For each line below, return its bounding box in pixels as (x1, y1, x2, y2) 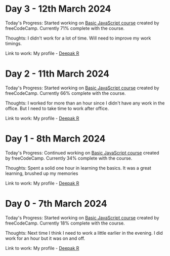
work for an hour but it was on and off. (5, 235, 85, 241)
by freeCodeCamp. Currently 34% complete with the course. (5, 155, 133, 161)
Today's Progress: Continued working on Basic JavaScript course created (5, 150, 159, 156)
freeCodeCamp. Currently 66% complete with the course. (5, 90, 126, 96)
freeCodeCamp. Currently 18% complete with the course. (5, 220, 125, 226)
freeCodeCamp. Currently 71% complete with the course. (5, 25, 125, 31)
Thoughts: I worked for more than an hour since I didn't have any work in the (5, 100, 165, 106)
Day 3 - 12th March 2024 (5, 3, 111, 15)
